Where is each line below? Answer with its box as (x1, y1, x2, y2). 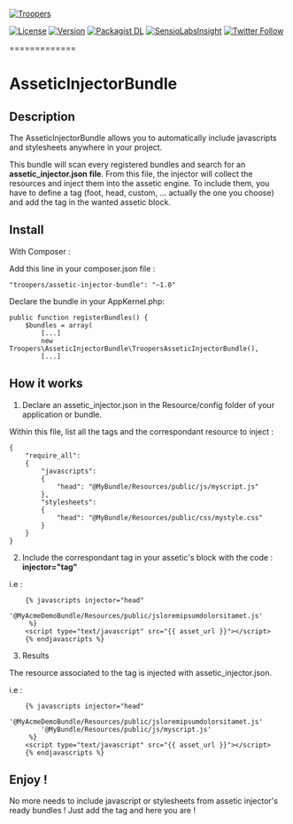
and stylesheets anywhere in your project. (9, 142, 163, 153)
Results (21, 650, 50, 661)
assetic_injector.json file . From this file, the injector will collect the (9, 169, 253, 179)
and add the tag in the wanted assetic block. (9, 197, 171, 208)
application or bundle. (21, 409, 103, 420)
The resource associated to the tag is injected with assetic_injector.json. (9, 667, 273, 678)
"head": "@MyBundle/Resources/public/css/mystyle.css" (56, 513, 264, 522)
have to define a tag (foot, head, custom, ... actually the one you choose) (9, 187, 274, 198)
